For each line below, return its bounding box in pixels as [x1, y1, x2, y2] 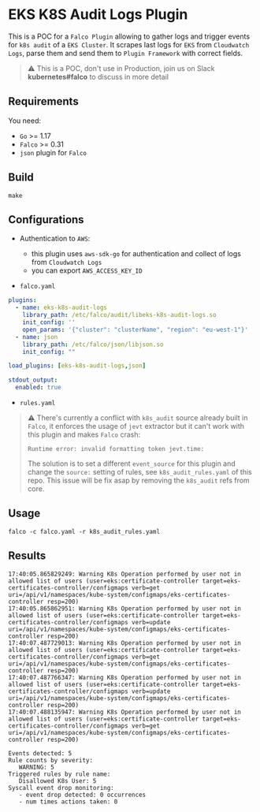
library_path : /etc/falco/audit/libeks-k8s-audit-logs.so [22, 311, 217, 319]
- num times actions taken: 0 [18, 798, 118, 806]
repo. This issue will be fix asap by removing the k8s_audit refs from [27, 475, 250, 485]
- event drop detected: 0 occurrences [18, 791, 147, 799]
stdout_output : [8, 376, 58, 384]
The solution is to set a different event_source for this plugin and [27, 459, 236, 468]
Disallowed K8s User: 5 [18, 777, 97, 785]
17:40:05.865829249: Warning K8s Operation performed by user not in [8, 570, 242, 578]
